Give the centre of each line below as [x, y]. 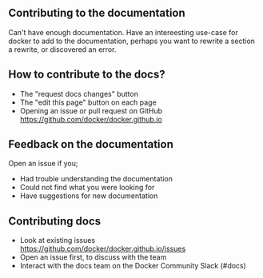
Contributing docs [55, 221]
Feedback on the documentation [91, 144]
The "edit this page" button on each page [88, 102]
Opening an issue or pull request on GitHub [91, 110]
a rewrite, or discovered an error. [62, 49]
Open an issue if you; [43, 164]
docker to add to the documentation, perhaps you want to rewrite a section [132, 41]
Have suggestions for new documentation [89, 196]
